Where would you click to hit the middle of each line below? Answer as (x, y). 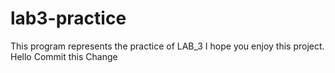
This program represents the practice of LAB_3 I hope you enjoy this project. (167, 46)
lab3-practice (68, 18)
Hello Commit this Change (64, 56)
